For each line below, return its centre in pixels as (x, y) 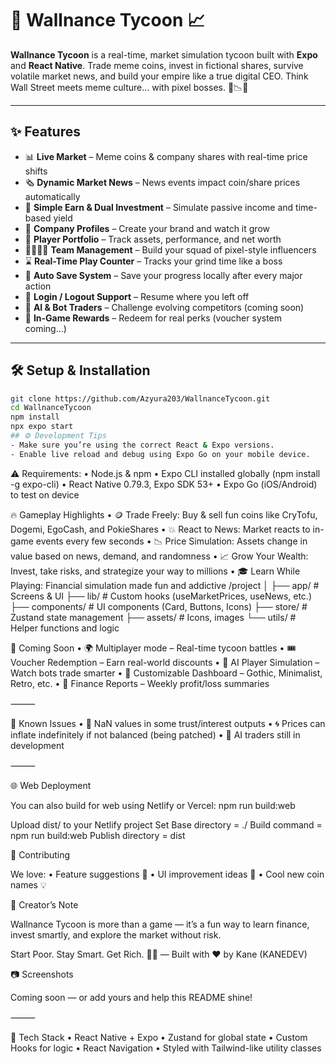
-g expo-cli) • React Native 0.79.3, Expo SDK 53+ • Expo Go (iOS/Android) (164, 484)
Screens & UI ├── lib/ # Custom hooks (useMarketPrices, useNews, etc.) (161, 596)
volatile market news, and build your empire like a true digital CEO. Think (159, 76)
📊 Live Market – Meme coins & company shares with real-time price (166, 156)
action (38, 286)
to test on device (45, 494)
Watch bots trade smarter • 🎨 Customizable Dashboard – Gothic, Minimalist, (166, 673)
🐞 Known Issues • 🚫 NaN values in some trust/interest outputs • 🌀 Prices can (168, 723)
